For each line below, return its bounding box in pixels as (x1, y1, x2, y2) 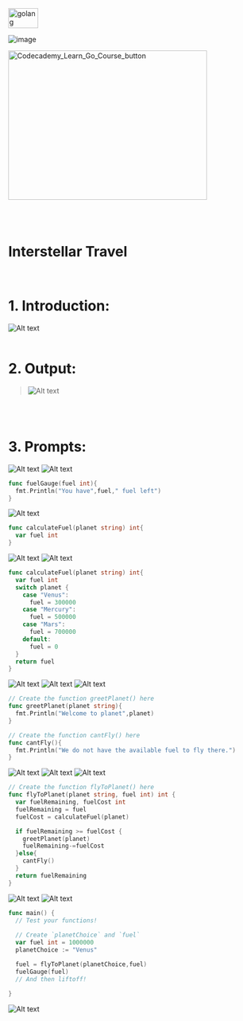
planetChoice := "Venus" (15, 946, 98, 954)
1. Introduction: (8, 297, 110, 315)
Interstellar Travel (8, 243, 128, 261)
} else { (15, 850, 37, 858)
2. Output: (8, 360, 77, 377)
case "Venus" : (22, 591, 69, 599)
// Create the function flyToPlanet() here (8, 784, 155, 792)
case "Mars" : (22, 620, 66, 628)
